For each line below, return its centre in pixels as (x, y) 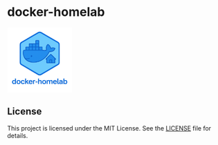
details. (18, 135)
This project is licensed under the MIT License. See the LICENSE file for (109, 128)
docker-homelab (56, 12)
